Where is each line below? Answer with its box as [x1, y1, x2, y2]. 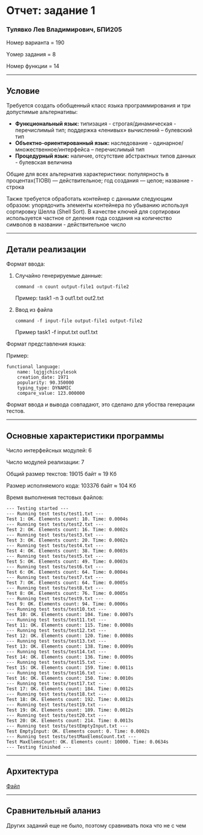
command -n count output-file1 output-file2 [14, 284, 129, 290]
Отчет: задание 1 [6, 4, 95, 18]
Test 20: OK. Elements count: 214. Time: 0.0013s [6, 717, 134, 723]
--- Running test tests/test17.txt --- [6, 680, 107, 686]
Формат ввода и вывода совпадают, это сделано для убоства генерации [6, 401, 195, 408]
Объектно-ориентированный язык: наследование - [14, 139, 152, 147]
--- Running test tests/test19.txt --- [6, 702, 107, 708]
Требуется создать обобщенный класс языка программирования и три [6, 102, 191, 109]
